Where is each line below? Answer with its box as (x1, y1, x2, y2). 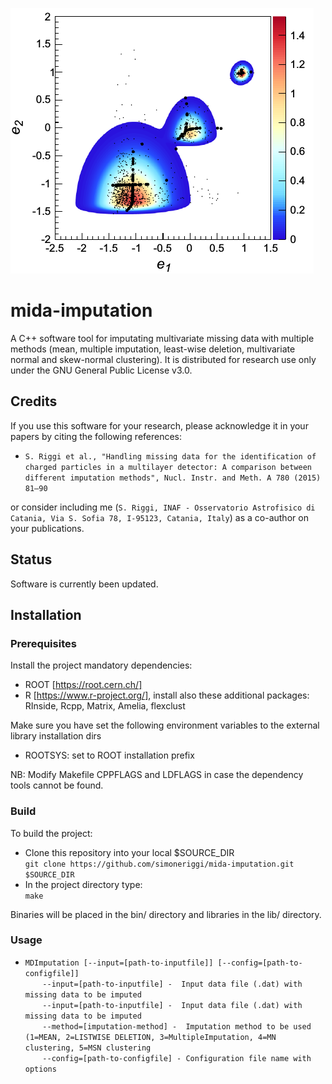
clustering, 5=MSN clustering (24, 1043, 152, 1053)
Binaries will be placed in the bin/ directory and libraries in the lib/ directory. (10, 908, 322, 920)
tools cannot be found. (10, 779, 104, 792)
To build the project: (10, 827, 93, 839)
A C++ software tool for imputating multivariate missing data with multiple (10, 332, 315, 344)
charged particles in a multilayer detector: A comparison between (24, 462, 312, 472)
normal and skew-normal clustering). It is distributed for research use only (10, 353, 317, 365)
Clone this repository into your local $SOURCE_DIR (24, 846, 235, 858)
